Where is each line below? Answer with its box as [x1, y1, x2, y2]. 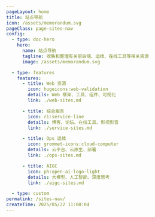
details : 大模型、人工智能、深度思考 [28, 174, 110, 180]
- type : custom [11, 191, 50, 197]
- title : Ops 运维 [22, 136, 66, 142]
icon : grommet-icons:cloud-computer [28, 141, 119, 147]
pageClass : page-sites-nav [6, 25, 74, 32]
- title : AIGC [22, 163, 58, 169]
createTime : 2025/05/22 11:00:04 [6, 201, 90, 208]
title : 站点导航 [6, 14, 43, 20]
